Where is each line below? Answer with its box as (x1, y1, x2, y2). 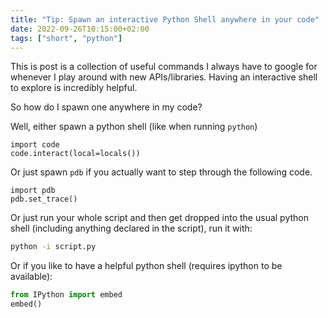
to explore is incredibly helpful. (10, 82, 138, 94)
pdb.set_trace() (10, 194, 78, 205)
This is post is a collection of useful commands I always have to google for (10, 61, 318, 73)
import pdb (10, 186, 56, 196)
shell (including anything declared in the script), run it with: (10, 222, 253, 235)
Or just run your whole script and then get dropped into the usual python (10, 212, 310, 224)
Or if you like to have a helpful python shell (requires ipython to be (10, 260, 283, 272)
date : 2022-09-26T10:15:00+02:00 (10, 24, 150, 34)
